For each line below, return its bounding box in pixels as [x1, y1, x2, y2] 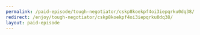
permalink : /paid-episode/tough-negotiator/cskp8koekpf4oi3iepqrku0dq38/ [5, 8, 195, 15]
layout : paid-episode [5, 20, 60, 26]
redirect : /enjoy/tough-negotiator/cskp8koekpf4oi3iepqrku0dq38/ [5, 14, 173, 20]
